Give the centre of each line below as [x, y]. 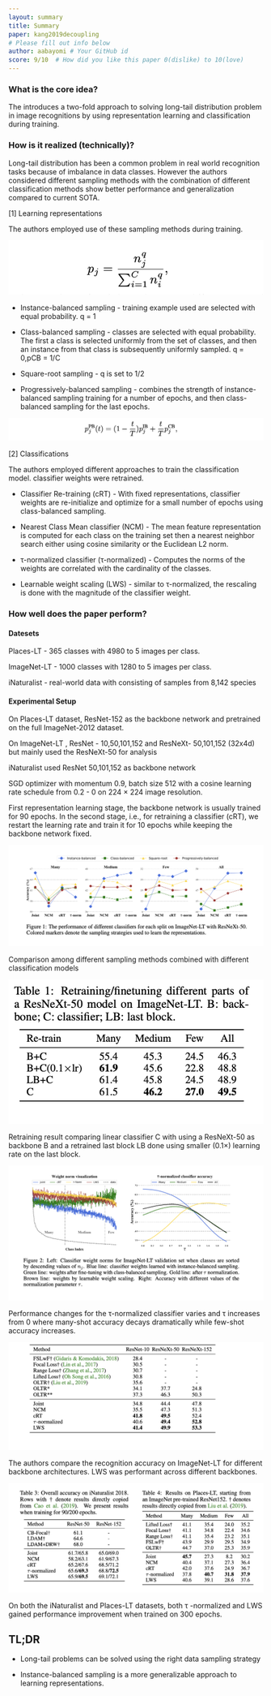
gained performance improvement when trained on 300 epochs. [115, 1614]
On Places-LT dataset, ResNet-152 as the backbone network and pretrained [135, 719]
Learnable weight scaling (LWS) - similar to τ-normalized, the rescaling [138, 584]
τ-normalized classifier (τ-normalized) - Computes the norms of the [132, 560]
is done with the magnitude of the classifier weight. [106, 593]
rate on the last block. [44, 1154]
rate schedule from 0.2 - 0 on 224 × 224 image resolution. [106, 792]
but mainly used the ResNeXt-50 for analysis [83, 752]
